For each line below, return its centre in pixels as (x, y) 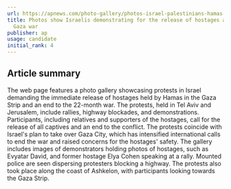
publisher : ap (27, 33)
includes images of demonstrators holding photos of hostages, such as (108, 148)
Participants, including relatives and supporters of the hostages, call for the (114, 119)
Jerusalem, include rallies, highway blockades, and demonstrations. (103, 112)
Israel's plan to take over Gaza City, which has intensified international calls (114, 134)
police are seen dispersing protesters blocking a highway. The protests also (114, 163)
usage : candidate (32, 39)
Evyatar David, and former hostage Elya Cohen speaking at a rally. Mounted (114, 156)
